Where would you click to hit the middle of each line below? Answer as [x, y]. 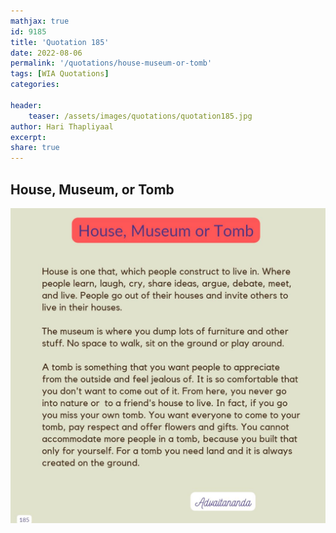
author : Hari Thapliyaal [62, 126]
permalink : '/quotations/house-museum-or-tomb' [111, 63]
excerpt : [28, 137]
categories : [35, 85]
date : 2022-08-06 [46, 53]
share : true [35, 148]
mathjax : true [40, 21]
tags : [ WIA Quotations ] [60, 74]
